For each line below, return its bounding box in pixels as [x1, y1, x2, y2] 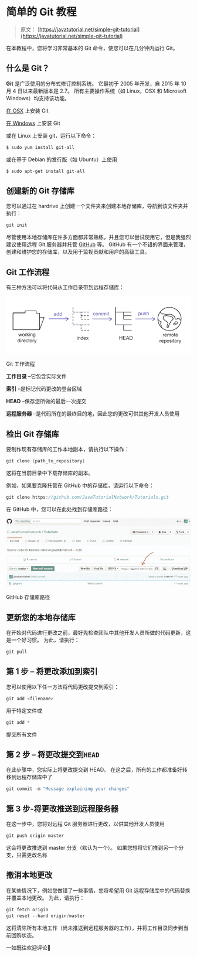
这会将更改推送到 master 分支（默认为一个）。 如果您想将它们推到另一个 [6, 844, 179, 851]
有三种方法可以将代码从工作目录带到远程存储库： [6, 284, 124, 291]
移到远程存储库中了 [6, 774, 53, 781]
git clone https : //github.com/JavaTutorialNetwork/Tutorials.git [6, 494, 169, 500]
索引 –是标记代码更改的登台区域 [6, 385, 82, 393]
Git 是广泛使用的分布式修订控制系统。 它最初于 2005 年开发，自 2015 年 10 [6, 80, 186, 87]
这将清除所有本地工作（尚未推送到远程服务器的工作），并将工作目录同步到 [6, 924, 184, 931]
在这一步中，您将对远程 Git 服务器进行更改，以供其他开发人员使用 [6, 820, 165, 827]
